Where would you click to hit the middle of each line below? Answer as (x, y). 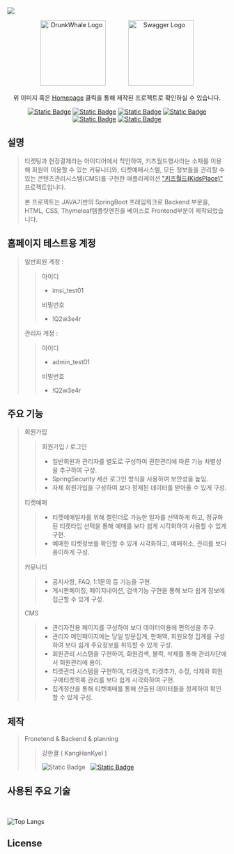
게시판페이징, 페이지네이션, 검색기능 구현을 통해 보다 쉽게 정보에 (138, 591)
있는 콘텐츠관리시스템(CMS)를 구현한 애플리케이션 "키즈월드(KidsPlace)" (124, 178)
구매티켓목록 (69, 680)
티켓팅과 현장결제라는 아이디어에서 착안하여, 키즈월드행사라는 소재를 (116, 160)
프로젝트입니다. (45, 187)
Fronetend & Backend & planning (71, 739)
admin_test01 (71, 361)
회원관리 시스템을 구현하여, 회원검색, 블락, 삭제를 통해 (124, 654)
